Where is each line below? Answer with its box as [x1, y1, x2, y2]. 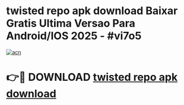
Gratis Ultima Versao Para [6, 17, 135, 30]
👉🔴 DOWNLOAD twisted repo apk [6, 71, 178, 84]
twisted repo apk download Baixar [6, 4, 178, 18]
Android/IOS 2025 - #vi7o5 [6, 29, 142, 42]
